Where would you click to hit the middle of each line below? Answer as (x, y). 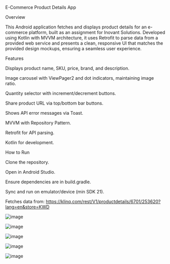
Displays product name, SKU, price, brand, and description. (67, 68)
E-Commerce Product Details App (41, 7)
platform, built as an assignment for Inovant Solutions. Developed (97, 32)
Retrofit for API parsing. (30, 133)
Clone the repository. (27, 162)
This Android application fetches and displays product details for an (76, 27)
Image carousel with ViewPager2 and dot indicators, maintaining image (80, 78)
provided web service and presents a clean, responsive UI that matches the (84, 43)
